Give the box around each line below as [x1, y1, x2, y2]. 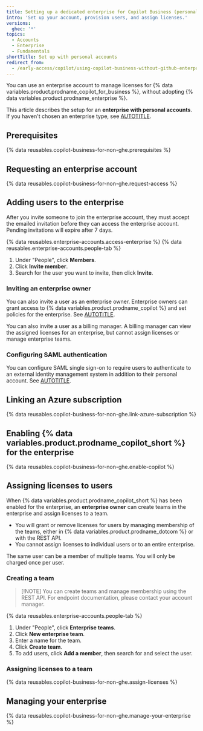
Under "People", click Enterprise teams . [14, 624, 116, 631]
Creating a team [6, 574, 54, 582]
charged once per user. [6, 559, 65, 566]
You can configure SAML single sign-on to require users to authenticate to [6, 364, 192, 372]
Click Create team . [14, 643, 62, 651]
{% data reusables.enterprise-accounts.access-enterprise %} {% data [6, 238, 182, 245]
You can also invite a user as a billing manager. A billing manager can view [6, 323, 192, 330]
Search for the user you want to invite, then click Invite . [14, 269, 153, 276]
